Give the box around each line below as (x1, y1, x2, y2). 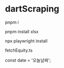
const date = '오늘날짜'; (5, 57, 51, 63)
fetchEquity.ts (5, 47, 33, 53)
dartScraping (5, 3, 60, 14)
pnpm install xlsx (5, 28, 39, 34)
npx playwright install (5, 38, 48, 44)
